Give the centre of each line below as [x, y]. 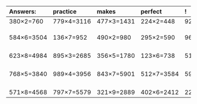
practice [64, 11]
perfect [151, 11]
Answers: [23, 11]
